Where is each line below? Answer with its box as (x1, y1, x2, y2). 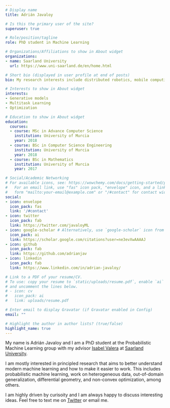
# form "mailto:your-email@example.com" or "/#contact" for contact (5, 190, 157, 195)
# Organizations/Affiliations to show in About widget (5, 49, 123, 54)
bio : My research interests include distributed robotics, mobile (5, 77, 148, 82)
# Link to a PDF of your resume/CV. (5, 274, 82, 279)
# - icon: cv (5, 289, 33, 294)
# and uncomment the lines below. (5, 284, 78, 289)
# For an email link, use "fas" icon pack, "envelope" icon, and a (5, 185, 155, 190)
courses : (10, 124, 28, 129)
